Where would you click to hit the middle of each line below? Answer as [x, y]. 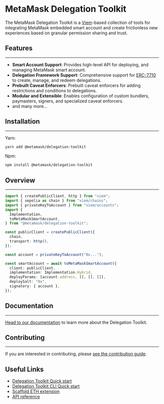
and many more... [30, 106]
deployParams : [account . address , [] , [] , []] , [58, 277]
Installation [22, 121]
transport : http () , [29, 241]
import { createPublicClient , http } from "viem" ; [58, 196]
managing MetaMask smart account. [49, 70]
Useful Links [24, 369]
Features [19, 48]
